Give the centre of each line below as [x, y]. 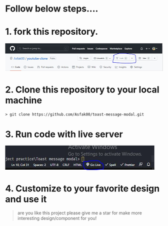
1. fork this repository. [52, 32]
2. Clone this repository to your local [82, 90]
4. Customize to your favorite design [82, 188]
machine [24, 100]
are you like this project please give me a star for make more [80, 213]
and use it [26, 199]
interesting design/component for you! [57, 218]
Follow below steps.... [52, 9]
